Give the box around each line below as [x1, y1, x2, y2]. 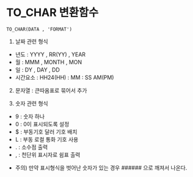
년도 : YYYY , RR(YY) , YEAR [15, 50, 86, 58]
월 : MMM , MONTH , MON [15, 58, 82, 66]
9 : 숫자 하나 [15, 113, 45, 120]
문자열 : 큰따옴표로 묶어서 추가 [15, 86, 87, 94]
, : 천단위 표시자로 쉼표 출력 [15, 151, 81, 158]
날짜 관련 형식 [15, 37, 48, 45]
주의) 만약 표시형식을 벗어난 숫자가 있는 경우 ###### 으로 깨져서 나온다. [15, 164, 188, 171]
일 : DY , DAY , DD [15, 66, 60, 73]
